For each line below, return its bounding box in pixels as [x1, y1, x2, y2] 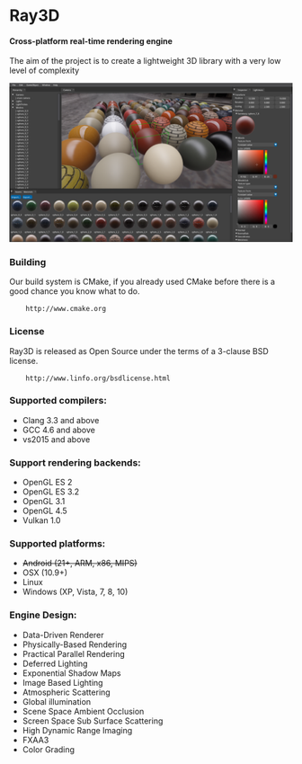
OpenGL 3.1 [22, 496, 66, 507]
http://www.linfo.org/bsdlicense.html [25, 374, 171, 383]
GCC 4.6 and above [22, 424, 96, 435]
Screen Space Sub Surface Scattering [22, 715, 164, 726]
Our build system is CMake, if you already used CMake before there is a [9, 276, 276, 288]
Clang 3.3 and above [22, 414, 100, 425]
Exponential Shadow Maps [22, 667, 121, 679]
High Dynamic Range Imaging [22, 724, 133, 735]
